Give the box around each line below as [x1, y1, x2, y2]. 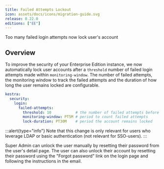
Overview [5, 48, 36, 57]
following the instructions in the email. [5, 158, 82, 164]
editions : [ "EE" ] [5, 21, 41, 26]
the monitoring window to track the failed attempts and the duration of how [5, 77, 157, 83]
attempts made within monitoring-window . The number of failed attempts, [5, 72, 153, 78]
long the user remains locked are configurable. [5, 82, 100, 88]
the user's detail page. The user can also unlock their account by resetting [5, 148, 156, 154]
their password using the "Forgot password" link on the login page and [5, 153, 148, 159]
